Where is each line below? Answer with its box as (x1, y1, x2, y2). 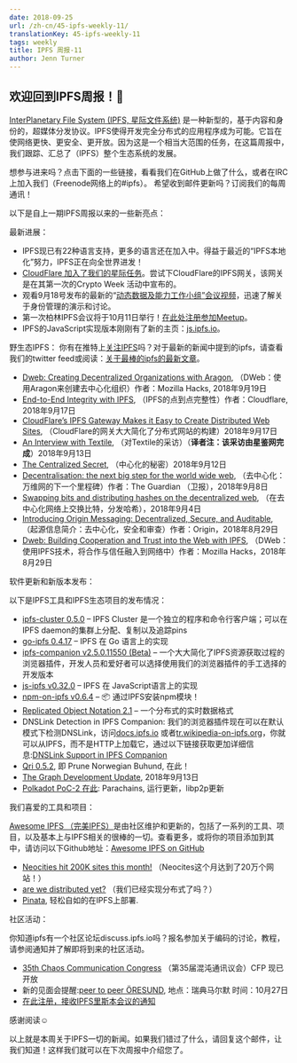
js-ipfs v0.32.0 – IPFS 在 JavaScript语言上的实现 (21, 680, 198, 690)
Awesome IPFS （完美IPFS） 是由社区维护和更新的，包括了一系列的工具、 (9, 820, 277, 831)
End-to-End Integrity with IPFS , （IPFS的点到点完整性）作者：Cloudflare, (21, 394, 288, 405)
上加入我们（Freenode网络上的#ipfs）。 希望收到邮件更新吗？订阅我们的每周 (9, 177, 286, 188)
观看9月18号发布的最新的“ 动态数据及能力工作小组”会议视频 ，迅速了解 (21, 289, 276, 300)
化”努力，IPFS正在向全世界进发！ (21, 256, 144, 267)
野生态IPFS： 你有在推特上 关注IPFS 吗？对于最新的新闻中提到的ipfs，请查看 (9, 342, 284, 352)
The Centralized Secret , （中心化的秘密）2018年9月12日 (21, 459, 228, 469)
